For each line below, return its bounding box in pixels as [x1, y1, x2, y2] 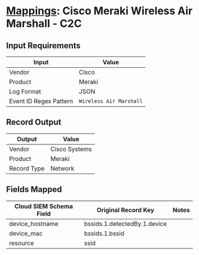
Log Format [9, 87, 41, 96]
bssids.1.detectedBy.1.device [84, 219, 167, 228]
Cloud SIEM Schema [14, 202, 73, 210]
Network [50, 164, 75, 172]
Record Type [9, 164, 45, 172]
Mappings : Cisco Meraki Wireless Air [6, 4, 193, 18]
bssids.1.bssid [84, 229, 124, 237]
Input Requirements [6, 40, 81, 51]
